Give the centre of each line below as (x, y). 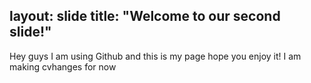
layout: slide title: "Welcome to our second (145, 16)
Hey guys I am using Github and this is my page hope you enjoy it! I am (155, 56)
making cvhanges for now (63, 66)
